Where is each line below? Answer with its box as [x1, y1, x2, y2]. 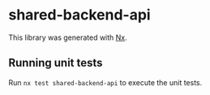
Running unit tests [8, 56, 103, 70]
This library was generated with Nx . [8, 32, 127, 42]
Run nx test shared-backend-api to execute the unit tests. [8, 77, 203, 87]
